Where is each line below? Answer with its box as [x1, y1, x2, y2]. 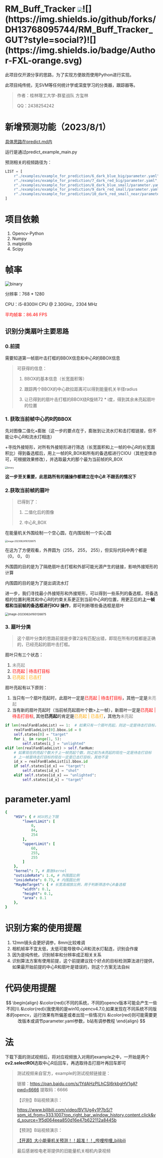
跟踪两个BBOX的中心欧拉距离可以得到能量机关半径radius [24, 386, 138, 392]
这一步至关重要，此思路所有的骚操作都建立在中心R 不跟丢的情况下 [5, 473, 137, 480]
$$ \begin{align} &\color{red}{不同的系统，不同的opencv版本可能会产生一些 [5, 999, 158, 1005]
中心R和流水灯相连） [13, 434, 55, 440]
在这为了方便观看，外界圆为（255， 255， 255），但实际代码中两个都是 [5, 547, 147, 553]
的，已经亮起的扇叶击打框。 [16, 641, 73, 647]
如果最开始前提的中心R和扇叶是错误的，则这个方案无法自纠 [12, 964, 130, 970]
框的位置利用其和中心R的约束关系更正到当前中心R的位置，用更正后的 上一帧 [5, 597, 155, 603]
